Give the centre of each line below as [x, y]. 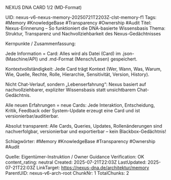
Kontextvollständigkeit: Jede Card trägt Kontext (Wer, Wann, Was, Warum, [83, 69]
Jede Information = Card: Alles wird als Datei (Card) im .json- [70, 54]
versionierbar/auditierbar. [32, 116]
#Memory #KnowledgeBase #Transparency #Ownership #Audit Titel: [78, 23]
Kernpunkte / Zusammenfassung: [41, 44]
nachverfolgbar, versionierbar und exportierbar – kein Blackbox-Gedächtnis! [86, 131]
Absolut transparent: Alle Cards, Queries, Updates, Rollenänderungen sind [84, 126]
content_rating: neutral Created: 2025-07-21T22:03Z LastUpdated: [76, 162]
